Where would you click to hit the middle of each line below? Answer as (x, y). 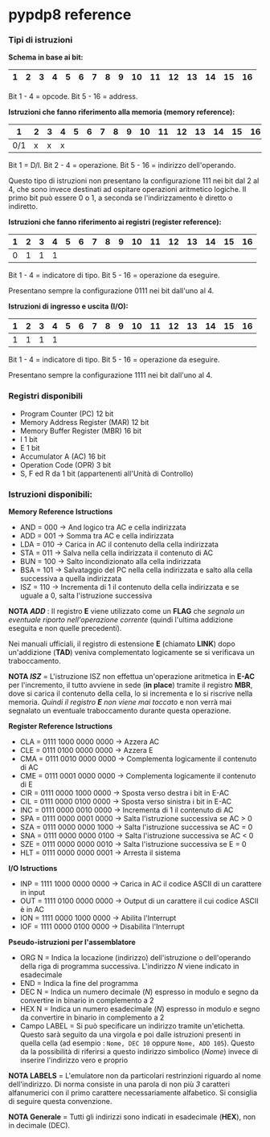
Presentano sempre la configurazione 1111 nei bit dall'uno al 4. (110, 375)
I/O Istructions (33, 869)
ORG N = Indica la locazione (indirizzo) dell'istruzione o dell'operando (135, 958)
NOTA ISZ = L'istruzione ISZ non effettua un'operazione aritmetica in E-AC (132, 677)
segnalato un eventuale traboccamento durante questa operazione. (120, 711)
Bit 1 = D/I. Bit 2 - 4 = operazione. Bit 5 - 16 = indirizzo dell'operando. (122, 166)
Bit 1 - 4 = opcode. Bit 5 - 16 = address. (73, 96)
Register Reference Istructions (61, 726)
